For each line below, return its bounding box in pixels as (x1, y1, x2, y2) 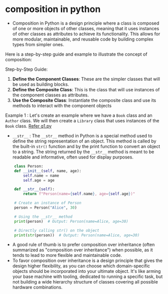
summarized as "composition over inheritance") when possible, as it (12, 247, 153, 253)
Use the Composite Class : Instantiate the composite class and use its (12, 97, 156, 103)
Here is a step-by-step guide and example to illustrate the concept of (5, 51, 147, 57)
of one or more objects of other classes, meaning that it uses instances (12, 25, 159, 31)
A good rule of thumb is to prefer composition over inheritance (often (12, 242, 155, 248)
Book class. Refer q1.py (5, 123, 52, 129)
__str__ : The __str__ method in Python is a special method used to (12, 132, 152, 138)
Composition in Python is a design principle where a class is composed (12, 20, 159, 26)
